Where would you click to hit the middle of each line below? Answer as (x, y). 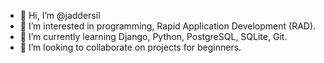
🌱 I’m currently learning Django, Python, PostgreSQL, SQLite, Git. (153, 36)
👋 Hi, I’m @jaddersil (60, 15)
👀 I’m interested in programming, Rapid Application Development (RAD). (168, 26)
